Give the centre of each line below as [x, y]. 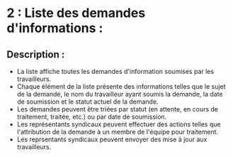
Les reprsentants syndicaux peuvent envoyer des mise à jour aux [112, 139]
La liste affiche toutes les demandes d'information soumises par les [115, 71]
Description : [36, 54]
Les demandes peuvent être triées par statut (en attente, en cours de [118, 109]
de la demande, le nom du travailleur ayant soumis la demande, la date [120, 94]
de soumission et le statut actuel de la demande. [87, 102]
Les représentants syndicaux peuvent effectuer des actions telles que [119, 124]
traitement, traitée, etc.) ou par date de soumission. [92, 117]
